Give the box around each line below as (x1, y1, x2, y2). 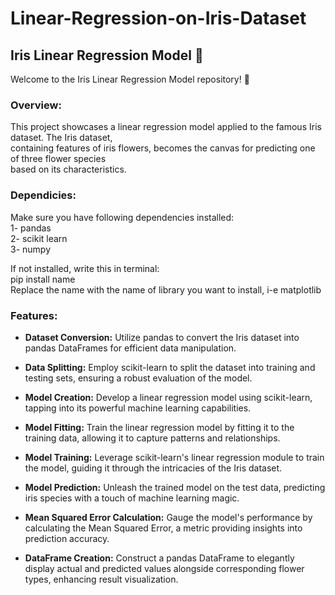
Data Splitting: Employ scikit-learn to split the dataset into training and (24, 361, 316, 373)
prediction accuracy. (24, 532, 110, 544)
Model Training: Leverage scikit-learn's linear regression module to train (24, 451, 325, 463)
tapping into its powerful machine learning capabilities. (24, 402, 252, 414)
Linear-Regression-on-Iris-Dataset (10, 7, 307, 30)
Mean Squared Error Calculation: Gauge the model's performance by (24, 511, 313, 523)
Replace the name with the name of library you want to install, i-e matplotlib (10, 283, 322, 296)
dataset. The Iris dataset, (10, 132, 113, 144)
